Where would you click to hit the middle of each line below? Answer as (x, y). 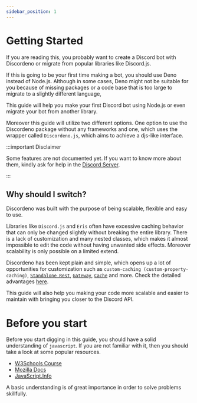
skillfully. (17, 394)
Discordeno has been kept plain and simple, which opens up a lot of (88, 263)
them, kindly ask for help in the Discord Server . (63, 164)
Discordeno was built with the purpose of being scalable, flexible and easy (97, 209)
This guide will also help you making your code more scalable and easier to (97, 293)
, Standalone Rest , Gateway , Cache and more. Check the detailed (104, 276)
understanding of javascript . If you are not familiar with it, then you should (97, 346)
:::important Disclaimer (34, 147)
